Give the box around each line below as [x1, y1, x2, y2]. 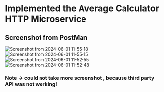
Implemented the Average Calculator [5, 3, 160, 14]
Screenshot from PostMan [5, 33, 88, 42]
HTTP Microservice [5, 13, 86, 25]
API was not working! [5, 80, 58, 87]
